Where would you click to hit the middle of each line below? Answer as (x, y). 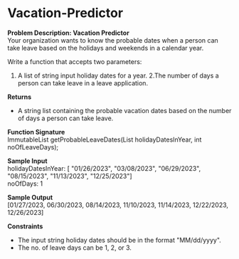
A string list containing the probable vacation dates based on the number (124, 110)
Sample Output (30, 197)
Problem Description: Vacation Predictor (68, 33)
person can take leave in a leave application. (83, 83)
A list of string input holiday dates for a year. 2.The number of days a (118, 75)
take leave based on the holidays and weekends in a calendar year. (106, 48)
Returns (20, 97)
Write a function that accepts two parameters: (75, 61)
